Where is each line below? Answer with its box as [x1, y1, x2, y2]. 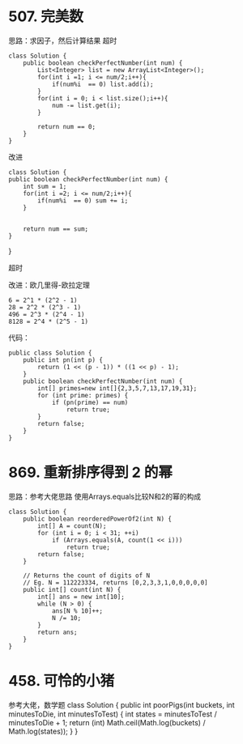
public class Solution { [8, 349, 92, 357]
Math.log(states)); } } [8, 726, 79, 736]
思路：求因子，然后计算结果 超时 [8, 36, 117, 45]
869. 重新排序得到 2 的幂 [8, 463, 173, 482]
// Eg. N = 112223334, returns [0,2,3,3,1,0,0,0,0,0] [23, 578, 208, 587]
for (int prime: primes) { [37, 391, 129, 399]
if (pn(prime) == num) [51, 398, 129, 406]
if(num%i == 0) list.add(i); [51, 80, 154, 88]
